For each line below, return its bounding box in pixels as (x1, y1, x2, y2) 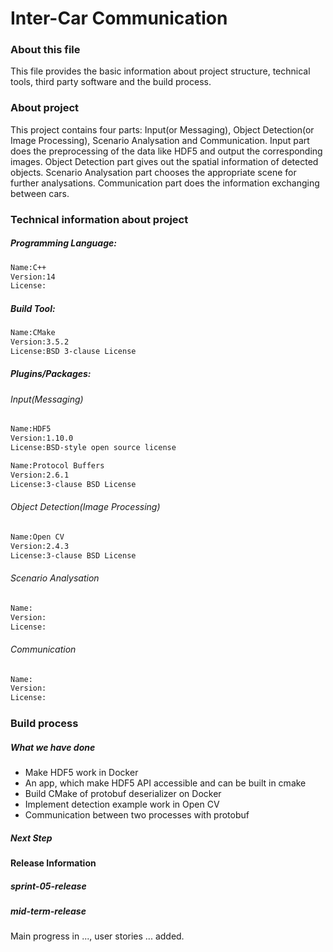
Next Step (10, 832, 53, 844)
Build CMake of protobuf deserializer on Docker (24, 788, 222, 800)
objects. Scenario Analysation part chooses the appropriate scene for (10, 166, 297, 178)
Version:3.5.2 (10, 337, 70, 347)
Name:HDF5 (10, 424, 52, 434)
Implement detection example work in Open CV (24, 798, 220, 811)
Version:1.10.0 (10, 433, 74, 444)
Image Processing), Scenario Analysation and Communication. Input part (10, 134, 310, 146)
